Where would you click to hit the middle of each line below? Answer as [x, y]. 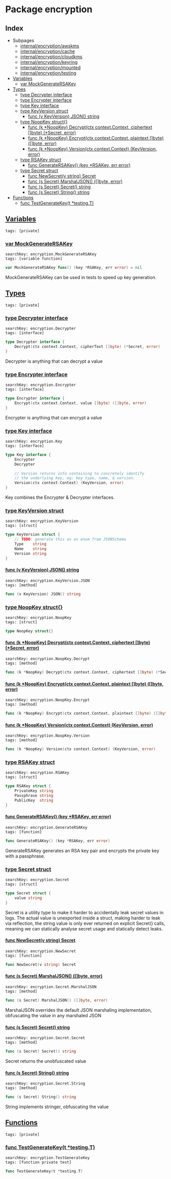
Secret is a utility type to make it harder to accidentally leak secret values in [84, 912]
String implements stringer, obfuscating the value [57, 1107]
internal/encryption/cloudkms [51, 57]
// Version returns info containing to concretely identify [79, 473]
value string [28, 898]
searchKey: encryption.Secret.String [45, 1084]
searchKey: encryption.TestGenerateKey [48, 1158]
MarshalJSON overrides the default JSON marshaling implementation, [79, 1010]
